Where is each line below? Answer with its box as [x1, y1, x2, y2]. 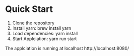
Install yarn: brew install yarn [12, 25, 71, 31]
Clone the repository [12, 20, 55, 26]
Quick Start [5, 3, 53, 15]
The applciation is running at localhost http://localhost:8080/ [5, 45, 129, 51]
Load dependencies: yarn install [12, 30, 78, 36]
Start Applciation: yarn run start [12, 36, 77, 42]
